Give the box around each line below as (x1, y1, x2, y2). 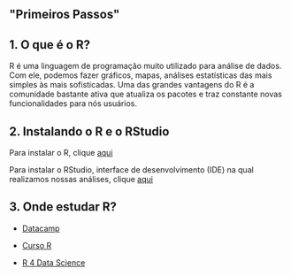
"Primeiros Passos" (9, 7, 120, 22)
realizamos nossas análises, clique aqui (9, 174, 153, 185)
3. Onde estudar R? (9, 199, 117, 215)
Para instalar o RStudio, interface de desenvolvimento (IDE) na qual (9, 165, 254, 175)
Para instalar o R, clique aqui (9, 148, 113, 158)
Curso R (21, 240, 52, 250)
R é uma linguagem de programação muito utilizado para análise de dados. (9, 61, 282, 72)
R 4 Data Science (21, 257, 86, 268)
